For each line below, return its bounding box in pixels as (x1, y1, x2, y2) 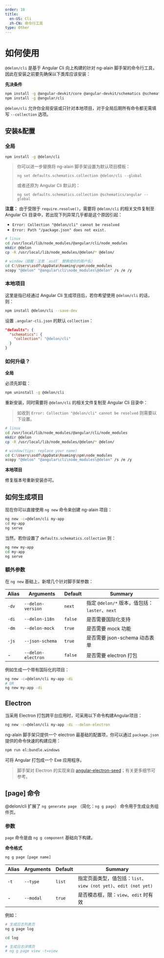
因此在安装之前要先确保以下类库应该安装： (5, 71, 91, 77)
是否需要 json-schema (86, 634, 139, 641)
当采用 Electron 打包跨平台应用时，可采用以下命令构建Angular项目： (5, 713, 143, 719)
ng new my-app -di (5, 685, 42, 690)
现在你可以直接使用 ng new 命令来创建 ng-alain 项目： (5, 507, 112, 513)
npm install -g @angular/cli (5, 96, 64, 101)
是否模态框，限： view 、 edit (78, 891, 143, 898)
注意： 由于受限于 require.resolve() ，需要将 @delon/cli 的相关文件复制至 (5, 206, 155, 212)
